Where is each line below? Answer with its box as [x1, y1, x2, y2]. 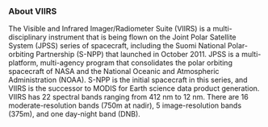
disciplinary [8, 32, 47, 42]
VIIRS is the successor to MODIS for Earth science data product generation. [8, 84, 260, 93]
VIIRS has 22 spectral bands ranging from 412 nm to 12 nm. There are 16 [8, 92, 249, 102]
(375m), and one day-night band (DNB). [8, 109, 141, 119]
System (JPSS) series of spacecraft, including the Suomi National [8, 41, 226, 51]
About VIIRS [8, 6, 57, 17]
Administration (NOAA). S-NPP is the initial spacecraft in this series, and [8, 75, 248, 85]
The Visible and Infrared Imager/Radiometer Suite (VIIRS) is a [8, 24, 211, 34]
